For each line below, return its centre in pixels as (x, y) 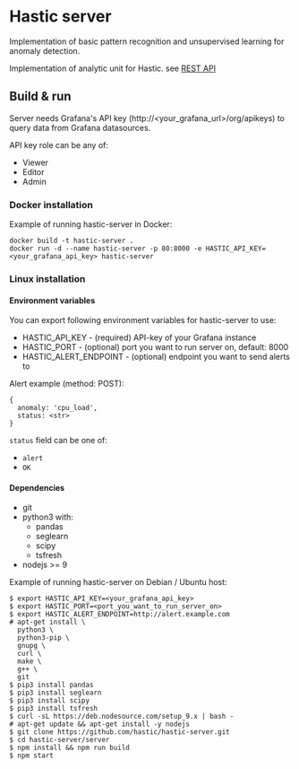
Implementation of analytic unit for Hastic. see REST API (113, 68)
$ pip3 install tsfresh (54, 709)
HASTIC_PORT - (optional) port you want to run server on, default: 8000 (155, 347)
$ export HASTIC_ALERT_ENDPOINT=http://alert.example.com (120, 615)
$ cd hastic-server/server (60, 740)
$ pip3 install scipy (50, 701)
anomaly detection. (45, 50)
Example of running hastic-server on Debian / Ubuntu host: (118, 582)
